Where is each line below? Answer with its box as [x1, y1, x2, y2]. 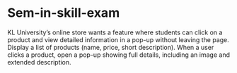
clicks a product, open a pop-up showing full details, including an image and [7, 51, 230, 59]
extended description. [7, 58, 72, 66]
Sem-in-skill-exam [7, 5, 120, 21]
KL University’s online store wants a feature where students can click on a [7, 28, 223, 36]
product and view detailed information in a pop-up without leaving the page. [7, 35, 230, 44]
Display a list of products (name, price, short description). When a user [7, 43, 214, 51]
